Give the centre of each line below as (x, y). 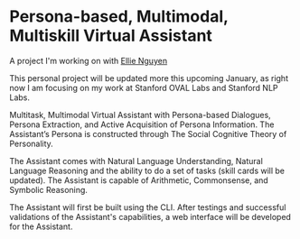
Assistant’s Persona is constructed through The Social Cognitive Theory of (148, 133)
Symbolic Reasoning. (49, 189)
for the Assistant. (41, 226)
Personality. (32, 143)
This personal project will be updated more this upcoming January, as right (149, 78)
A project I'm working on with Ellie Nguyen (89, 60)
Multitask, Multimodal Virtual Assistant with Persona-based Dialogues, (140, 115)
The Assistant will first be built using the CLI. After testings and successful (148, 207)
